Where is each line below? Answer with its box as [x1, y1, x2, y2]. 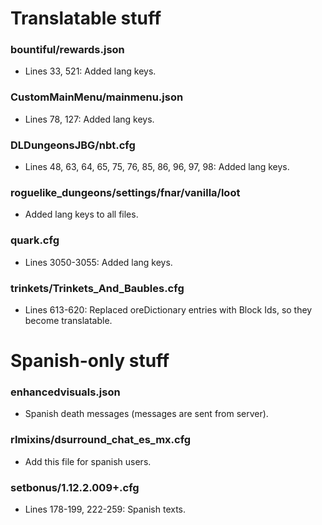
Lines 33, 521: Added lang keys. [24, 65, 157, 77]
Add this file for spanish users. [24, 455, 152, 467]
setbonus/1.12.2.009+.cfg [10, 480, 140, 494]
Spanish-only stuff [10, 350, 170, 372]
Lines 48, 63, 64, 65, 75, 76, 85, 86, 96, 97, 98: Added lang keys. [24, 161, 290, 173]
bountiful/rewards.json [10, 43, 125, 57]
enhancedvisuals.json [10, 385, 121, 399]
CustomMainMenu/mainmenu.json [10, 90, 184, 104]
